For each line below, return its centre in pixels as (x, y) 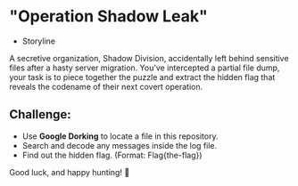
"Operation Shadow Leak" (108, 16)
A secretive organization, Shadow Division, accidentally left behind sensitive (149, 58)
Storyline (39, 41)
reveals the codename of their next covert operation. (106, 86)
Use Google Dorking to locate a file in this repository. (120, 136)
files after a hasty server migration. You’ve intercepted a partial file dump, (145, 68)
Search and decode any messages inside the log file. (120, 145)
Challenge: (40, 114)
